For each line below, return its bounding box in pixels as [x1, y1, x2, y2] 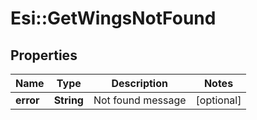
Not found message [93, 93, 187, 107]
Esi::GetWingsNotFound [10, 7, 217, 30]
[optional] [195, 93, 242, 107]
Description [111, 77, 168, 90]
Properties [10, 47, 78, 64]
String [53, 93, 84, 107]
